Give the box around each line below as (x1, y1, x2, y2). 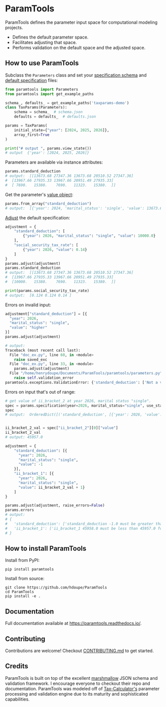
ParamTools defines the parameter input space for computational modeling (5, 19, 158, 25)
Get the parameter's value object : (5, 191, 74, 198)
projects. (5, 24, 23, 30)
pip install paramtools (5, 567, 54, 572)
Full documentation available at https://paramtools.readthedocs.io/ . (5, 621, 142, 626)
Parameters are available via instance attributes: (5, 159, 103, 166)
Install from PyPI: (5, 557, 40, 563)
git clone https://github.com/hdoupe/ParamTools (5, 585, 107, 590)
